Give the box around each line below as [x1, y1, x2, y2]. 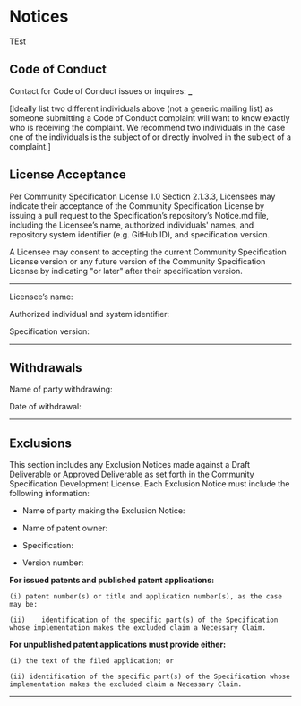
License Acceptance [9, 168, 127, 183]
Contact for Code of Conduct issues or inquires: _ [9, 85, 193, 96]
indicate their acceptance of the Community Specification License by [9, 200, 265, 211]
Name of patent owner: [21, 522, 108, 534]
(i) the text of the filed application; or [9, 657, 175, 666]
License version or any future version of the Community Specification [9, 255, 266, 266]
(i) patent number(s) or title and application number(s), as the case [9, 592, 282, 601]
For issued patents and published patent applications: [9, 575, 215, 586]
